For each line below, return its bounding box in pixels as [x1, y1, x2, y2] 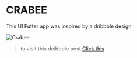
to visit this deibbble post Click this [20, 45, 105, 52]
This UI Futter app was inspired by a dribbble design [6, 23, 132, 30]
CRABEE [6, 3, 48, 17]
